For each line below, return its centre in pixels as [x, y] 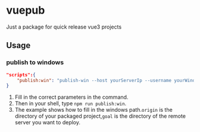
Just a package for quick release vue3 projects [64, 27]
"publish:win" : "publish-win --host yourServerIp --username [94, 80]
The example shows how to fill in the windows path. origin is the [93, 110]
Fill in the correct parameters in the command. [71, 97]
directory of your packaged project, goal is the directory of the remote [100, 116]
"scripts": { [21, 75]
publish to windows [35, 62]
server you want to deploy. [47, 122]
